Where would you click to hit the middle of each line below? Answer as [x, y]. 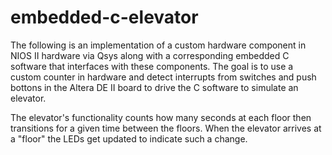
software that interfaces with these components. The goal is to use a [152, 66]
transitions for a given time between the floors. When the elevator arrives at [166, 128]
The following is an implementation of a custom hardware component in [158, 45]
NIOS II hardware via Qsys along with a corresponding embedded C [150, 55]
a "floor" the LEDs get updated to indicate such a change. [129, 138]
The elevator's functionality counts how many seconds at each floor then [161, 117]
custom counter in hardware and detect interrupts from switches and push [163, 77]
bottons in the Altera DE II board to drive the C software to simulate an [154, 87]
